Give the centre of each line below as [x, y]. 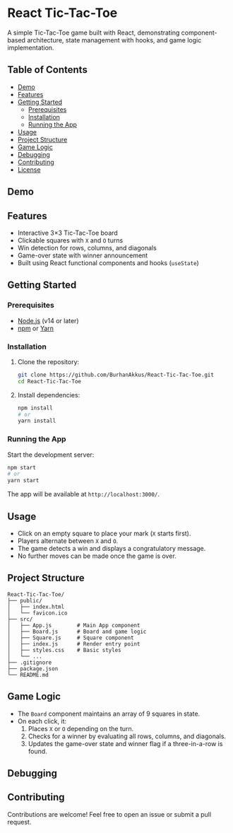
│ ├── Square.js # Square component [71, 638]
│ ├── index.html [36, 607]
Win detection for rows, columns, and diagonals [87, 247]
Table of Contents [48, 70]
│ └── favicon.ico [38, 613]
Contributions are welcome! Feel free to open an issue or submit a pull [109, 814]
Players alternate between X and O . [68, 541]
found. [37, 751]
